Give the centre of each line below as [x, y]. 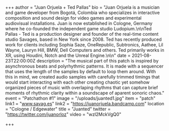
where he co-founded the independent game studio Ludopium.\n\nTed [78, 29]
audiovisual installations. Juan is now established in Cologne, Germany [79, 23]
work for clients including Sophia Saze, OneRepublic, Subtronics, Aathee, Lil [84, 45]
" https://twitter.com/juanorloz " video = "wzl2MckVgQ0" [63, 114]
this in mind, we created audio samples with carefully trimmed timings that [82, 77]
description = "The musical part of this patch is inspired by [98, 61]
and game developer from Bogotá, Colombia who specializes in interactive [82, 13]
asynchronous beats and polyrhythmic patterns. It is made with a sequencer [84, 66]
